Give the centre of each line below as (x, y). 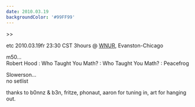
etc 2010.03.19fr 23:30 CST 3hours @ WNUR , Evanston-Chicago (85, 46)
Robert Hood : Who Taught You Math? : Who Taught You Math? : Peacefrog (97, 63)
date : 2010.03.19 (27, 12)
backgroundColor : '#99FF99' (41, 17)
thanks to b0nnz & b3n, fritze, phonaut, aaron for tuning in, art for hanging (96, 92)
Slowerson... (21, 74)
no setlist (17, 81)
